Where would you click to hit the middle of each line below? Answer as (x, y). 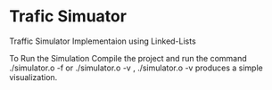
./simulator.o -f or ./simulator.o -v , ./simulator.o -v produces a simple (136, 68)
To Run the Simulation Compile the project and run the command (128, 58)
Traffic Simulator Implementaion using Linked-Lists (103, 41)
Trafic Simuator (68, 16)
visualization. (33, 77)
